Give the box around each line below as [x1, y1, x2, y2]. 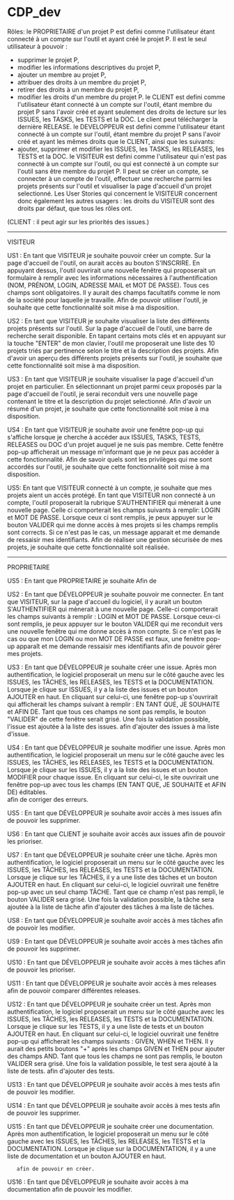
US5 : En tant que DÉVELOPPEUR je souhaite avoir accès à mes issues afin [7, 808, 222, 817]
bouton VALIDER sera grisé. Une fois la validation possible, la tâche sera [7, 895, 214, 903]
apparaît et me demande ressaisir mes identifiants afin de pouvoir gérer [16, 642, 221, 650]
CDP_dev [7, 4, 61, 20]
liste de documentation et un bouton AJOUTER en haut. [7, 1152, 166, 1160]
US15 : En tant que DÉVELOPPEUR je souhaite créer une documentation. [7, 1122, 214, 1130]
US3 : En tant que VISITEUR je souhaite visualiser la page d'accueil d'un [7, 374, 214, 383]
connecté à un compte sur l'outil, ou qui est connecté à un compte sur [17, 159, 219, 168]
